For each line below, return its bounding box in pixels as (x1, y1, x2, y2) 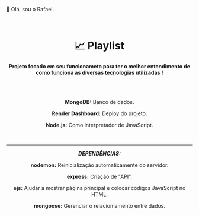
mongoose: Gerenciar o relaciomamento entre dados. (33, 202, 166, 209)
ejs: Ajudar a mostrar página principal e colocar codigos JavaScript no (13, 184, 186, 191)
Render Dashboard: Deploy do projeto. (52, 110, 147, 117)
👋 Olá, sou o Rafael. (6, 6, 54, 12)
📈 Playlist (74, 39, 125, 53)
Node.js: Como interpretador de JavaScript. (46, 121, 153, 128)
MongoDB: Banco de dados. (65, 98, 134, 105)
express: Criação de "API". (66, 173, 133, 180)
